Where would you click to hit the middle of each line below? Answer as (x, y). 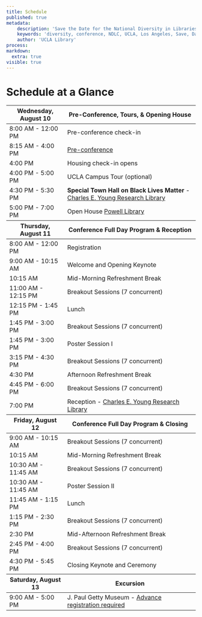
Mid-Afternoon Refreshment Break (117, 535)
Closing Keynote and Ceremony (112, 565)
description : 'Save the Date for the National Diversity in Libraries (107, 29)
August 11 (35, 234)
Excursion (130, 583)
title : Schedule (26, 12)
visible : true (24, 62)
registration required (96, 605)
